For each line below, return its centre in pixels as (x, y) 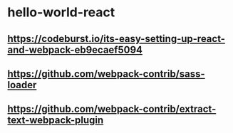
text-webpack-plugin (56, 121)
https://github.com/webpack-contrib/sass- (106, 74)
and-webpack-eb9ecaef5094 (75, 49)
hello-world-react (61, 12)
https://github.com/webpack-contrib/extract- (112, 109)
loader (22, 85)
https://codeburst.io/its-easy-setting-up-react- (116, 39)
